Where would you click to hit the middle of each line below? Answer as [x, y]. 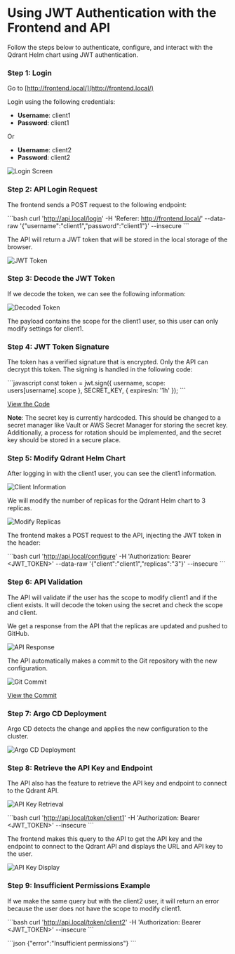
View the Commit [32, 695]
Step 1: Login [30, 73]
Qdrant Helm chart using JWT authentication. [73, 55]
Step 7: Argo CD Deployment [57, 713]
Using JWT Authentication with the [112, 13]
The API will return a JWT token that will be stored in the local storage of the [117, 239]
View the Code [29, 404]
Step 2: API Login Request [53, 190]
